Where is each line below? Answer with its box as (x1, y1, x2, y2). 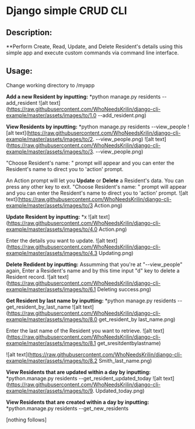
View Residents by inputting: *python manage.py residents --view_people (6, 123, 187, 130)
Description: (6, 28, 53, 38)
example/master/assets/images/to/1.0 (6, 111, 97, 118)
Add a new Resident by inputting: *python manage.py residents (6, 93, 161, 100)
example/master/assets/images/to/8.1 (6, 339, 96, 346)
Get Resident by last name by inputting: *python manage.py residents (6, 297, 176, 304)
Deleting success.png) (97, 285, 152, 292)
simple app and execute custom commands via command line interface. (6, 49, 179, 56)
